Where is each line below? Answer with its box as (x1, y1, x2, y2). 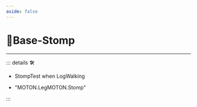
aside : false (6, 8, 38, 15)
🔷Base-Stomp (6, 33, 75, 47)
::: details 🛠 (6, 59, 35, 66)
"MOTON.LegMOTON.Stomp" (14, 84, 86, 91)
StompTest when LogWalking (14, 73, 85, 80)
